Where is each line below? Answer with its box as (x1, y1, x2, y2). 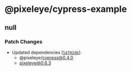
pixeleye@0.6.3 (19, 60, 51, 66)
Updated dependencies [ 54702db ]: (11, 49, 82, 55)
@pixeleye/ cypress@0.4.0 (19, 55, 73, 61)
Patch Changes (4, 38, 43, 45)
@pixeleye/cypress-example (4, 3, 128, 15)
